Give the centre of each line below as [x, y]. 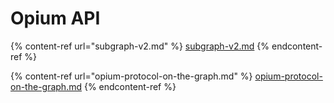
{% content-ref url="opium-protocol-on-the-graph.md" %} [131, 76]
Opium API [55, 18]
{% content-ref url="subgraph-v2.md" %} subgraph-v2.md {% [140, 46]
